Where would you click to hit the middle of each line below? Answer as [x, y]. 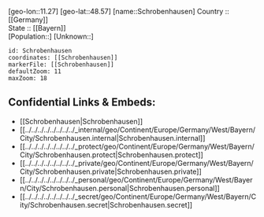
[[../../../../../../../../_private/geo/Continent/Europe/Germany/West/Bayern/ [136, 163]
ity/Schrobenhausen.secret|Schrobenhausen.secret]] [106, 204]
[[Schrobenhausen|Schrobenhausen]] [81, 121]
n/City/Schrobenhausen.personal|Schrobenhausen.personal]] [120, 188]
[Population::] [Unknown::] [51, 36]
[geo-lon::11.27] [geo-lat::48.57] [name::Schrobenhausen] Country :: [119, 11]
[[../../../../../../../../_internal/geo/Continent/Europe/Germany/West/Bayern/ [138, 130]
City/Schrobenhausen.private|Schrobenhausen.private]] [111, 171]
